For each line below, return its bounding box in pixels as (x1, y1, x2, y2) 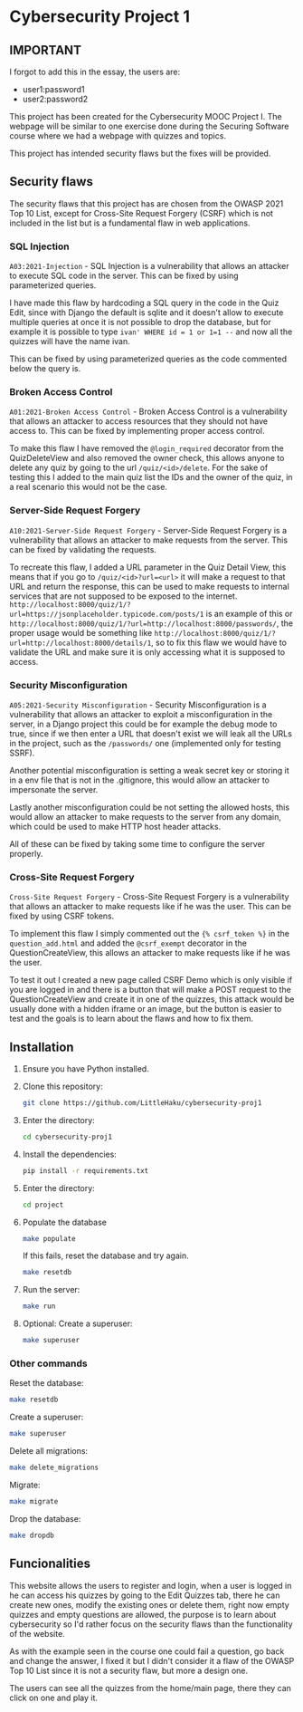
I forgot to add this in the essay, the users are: (9, 66, 181, 77)
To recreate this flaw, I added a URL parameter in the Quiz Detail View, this (9, 562, 287, 572)
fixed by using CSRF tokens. (9, 910, 115, 921)
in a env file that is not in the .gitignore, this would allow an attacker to (9, 774, 270, 785)
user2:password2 (22, 93, 89, 104)
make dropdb (9, 1531, 54, 1540)
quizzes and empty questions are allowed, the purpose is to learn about (9, 1609, 277, 1620)
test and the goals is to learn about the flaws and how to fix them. (9, 1013, 254, 1024)
